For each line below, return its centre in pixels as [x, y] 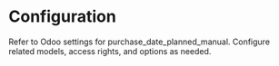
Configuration [63, 17]
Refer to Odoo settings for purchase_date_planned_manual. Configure [139, 42]
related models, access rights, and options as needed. [110, 51]
